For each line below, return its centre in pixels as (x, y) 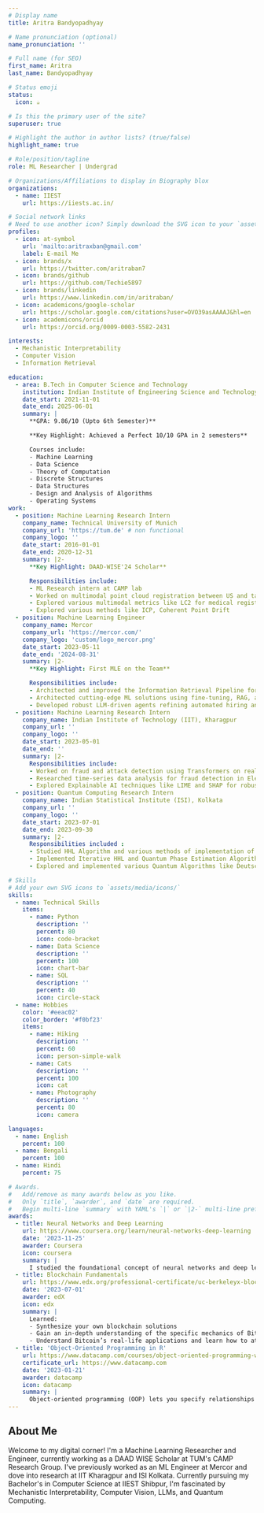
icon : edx (38, 1304)
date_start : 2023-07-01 (61, 822)
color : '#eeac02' (51, 1012)
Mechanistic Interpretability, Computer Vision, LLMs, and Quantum (116, 1492)
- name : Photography (62, 1093)
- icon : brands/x (44, 261)
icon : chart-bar (63, 968)
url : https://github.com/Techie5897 (82, 283)
